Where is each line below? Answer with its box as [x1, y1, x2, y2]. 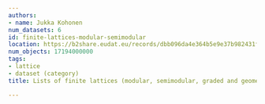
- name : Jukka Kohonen [8, 19, 83, 27]
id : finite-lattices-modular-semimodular [8, 33, 147, 41]
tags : [8, 56, 26, 63]
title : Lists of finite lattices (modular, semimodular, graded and [8, 77, 238, 84]
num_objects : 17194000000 [8, 48, 93, 56]
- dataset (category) [8, 70, 80, 77]
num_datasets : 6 [8, 26, 62, 34]
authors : [8, 11, 37, 20]
